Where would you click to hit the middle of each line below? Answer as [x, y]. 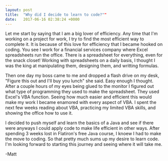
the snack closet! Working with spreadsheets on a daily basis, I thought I [80, 61]
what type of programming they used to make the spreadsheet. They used [82, 92]
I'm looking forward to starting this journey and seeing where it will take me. [84, 144]
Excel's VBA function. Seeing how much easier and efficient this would [78, 97]
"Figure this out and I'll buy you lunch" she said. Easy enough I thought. [79, 81]
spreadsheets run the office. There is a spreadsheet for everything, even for [84, 55]
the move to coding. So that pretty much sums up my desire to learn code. [82, 139]
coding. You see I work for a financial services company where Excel [77, 50]
